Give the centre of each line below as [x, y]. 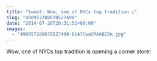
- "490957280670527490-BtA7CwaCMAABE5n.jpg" [69, 34]
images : [16, 29]
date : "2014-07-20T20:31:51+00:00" [51, 23]
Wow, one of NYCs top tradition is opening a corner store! [78, 51]
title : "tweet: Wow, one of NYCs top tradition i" [72, 12]
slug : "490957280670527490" [42, 18]
